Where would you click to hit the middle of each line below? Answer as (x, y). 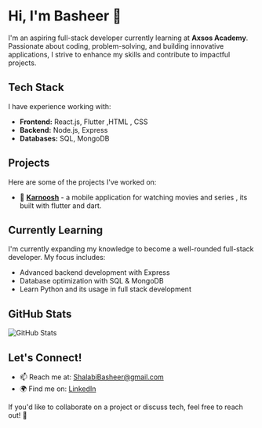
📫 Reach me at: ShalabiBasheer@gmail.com (92, 377)
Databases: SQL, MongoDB (64, 138)
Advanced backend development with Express (95, 273)
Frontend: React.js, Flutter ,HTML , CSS (84, 122)
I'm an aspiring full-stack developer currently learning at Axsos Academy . (128, 38)
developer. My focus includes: (57, 258)
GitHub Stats (40, 314)
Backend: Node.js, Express (64, 130)
